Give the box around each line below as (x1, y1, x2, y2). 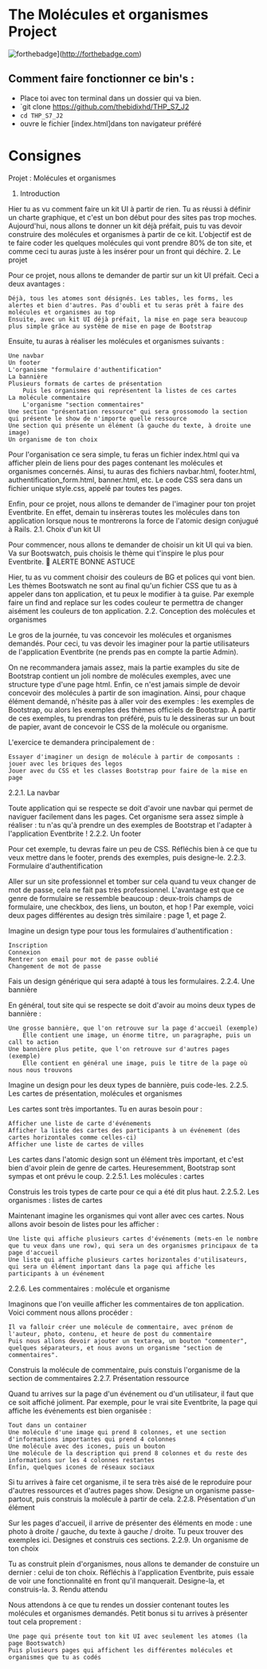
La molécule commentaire (8, 394, 91, 401)
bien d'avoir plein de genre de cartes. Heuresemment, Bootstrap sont (8, 1163, 236, 1173)
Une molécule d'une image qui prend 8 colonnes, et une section (8, 1428, 226, 1436)
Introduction (19, 188, 61, 198)
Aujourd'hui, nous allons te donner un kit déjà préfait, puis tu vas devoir (8, 221, 243, 231)
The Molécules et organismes (8, 6, 209, 24)
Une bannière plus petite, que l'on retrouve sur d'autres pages (8, 1045, 230, 1053)
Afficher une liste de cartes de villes (8, 1140, 145, 1149)
